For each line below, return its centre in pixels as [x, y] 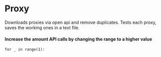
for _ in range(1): [25, 50]
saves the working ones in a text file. [42, 27]
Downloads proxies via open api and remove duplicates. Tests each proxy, [81, 22]
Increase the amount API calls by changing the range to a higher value [79, 39]
